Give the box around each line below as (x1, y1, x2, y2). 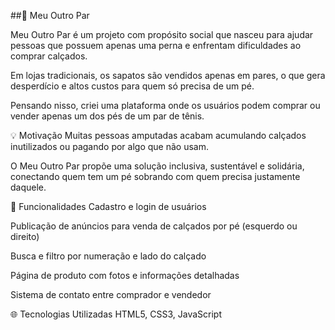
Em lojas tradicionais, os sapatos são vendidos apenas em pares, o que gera (10, 70, 326, 81)
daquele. (10, 181, 47, 193)
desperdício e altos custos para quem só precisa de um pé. (10, 80, 255, 92)
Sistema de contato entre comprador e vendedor (10, 289, 212, 300)
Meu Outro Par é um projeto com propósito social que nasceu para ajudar (10, 29, 314, 40)
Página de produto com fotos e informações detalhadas (10, 270, 240, 281)
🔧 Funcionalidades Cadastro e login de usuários (10, 201, 207, 212)
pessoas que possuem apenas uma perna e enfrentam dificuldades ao (10, 40, 302, 51)
